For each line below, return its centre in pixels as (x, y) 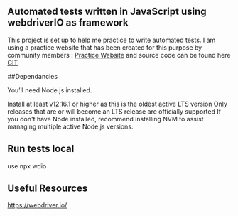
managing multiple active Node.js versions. (70, 126)
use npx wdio (27, 166)
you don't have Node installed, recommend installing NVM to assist (106, 119)
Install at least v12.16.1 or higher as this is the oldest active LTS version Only (117, 104)
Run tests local (41, 149)
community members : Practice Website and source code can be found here (119, 55)
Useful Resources (48, 189)
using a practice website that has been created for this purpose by (105, 47)
